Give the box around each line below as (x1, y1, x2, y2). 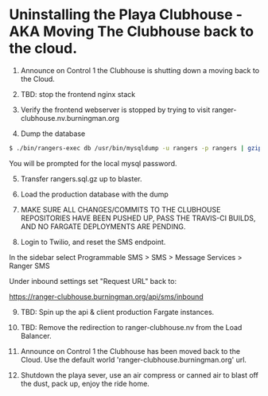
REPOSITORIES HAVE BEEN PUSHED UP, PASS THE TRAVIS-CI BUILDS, (20, 213, 256, 223)
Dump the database (20, 129, 86, 138)
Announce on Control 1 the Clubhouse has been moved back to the (20, 346, 241, 355)
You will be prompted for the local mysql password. (9, 158, 177, 168)
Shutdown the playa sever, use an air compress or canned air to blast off (20, 370, 259, 379)
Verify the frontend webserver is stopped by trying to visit (20, 105, 211, 115)
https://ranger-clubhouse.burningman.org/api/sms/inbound (9, 292, 204, 301)
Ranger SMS (9, 261, 50, 270)
